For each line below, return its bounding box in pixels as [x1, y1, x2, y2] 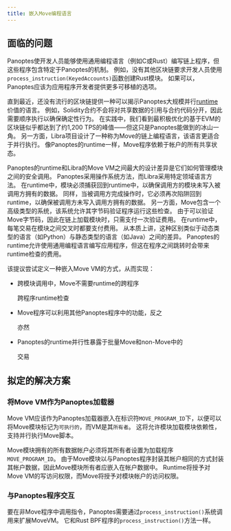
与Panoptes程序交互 [7, 491, 75, 501]
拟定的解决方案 [7, 374, 71, 386]
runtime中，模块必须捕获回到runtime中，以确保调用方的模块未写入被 [26, 181, 221, 190]
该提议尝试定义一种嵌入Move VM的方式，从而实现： [7, 265, 155, 273]
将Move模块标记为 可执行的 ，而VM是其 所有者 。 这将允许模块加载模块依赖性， [7, 423, 221, 431]
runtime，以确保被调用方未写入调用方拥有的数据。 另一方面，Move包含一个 [7, 198, 221, 207]
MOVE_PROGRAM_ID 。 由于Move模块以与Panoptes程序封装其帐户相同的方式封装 [7, 454, 224, 463]
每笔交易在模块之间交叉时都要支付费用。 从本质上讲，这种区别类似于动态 [7, 224, 214, 232]
